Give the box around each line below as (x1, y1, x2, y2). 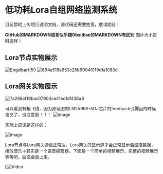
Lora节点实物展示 (5, 54, 57, 62)
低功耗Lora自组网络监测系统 (5, 4, 118, 16)
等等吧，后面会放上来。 (5, 154, 52, 160)
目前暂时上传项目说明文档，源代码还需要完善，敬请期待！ (5, 21, 120, 27)
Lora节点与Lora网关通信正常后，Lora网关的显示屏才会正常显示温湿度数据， (5, 142, 156, 148)
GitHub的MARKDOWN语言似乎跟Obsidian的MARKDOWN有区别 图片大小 (5, 32, 153, 38)
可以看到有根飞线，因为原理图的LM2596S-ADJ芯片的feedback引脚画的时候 (5, 105, 156, 111)
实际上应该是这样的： (5, 122, 48, 128)
